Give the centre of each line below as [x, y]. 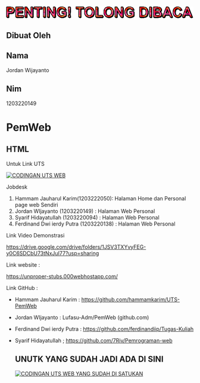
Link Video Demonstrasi [35, 235]
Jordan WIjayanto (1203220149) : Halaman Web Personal [85, 211]
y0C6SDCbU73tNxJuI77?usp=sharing [53, 253]
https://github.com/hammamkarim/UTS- [131, 299]
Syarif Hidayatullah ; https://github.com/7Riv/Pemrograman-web [93, 340]
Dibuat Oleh [29, 35]
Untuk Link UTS [25, 163]
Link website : [23, 265]
